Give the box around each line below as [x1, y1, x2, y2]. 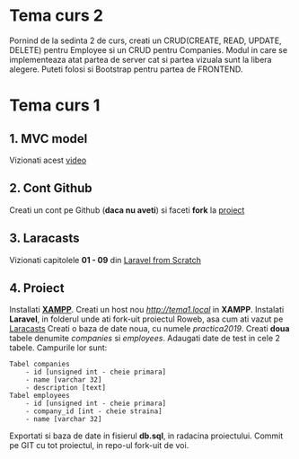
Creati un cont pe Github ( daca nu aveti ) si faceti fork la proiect [9, 204, 245, 216]
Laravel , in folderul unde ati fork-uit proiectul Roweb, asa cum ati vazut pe [9, 313, 284, 324]
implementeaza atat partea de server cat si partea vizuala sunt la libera [9, 54, 272, 65]
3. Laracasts [9, 231, 80, 246]
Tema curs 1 [9, 95, 101, 116]
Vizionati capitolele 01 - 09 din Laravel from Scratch [9, 254, 202, 265]
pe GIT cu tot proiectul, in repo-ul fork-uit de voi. [9, 440, 189, 451]
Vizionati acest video [9, 154, 87, 165]
